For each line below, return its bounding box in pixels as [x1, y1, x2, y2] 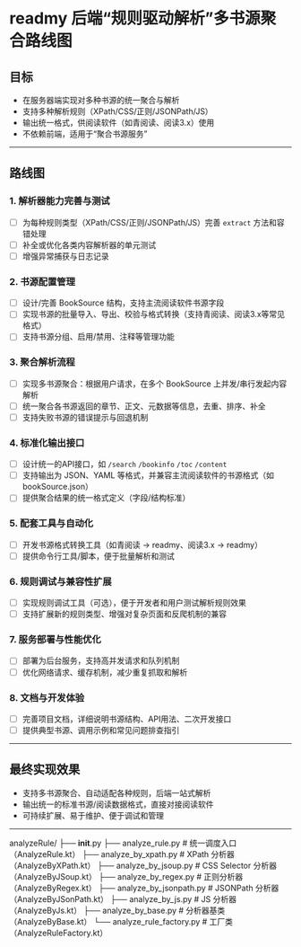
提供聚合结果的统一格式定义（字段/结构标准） [21, 492, 191, 503]
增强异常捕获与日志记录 [21, 251, 109, 261]
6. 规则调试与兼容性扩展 [9, 575, 112, 588]
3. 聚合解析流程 [9, 356, 76, 368]
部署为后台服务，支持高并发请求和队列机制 [21, 655, 180, 666]
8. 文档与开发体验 [9, 691, 85, 704]
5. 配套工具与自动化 [9, 518, 94, 530]
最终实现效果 [9, 762, 81, 777]
